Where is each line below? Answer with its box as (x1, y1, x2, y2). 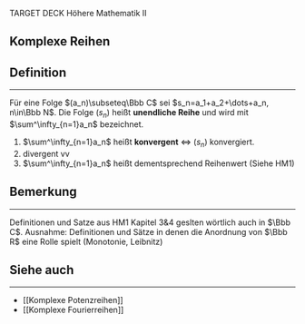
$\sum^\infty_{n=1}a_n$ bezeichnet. (9, 119, 144, 130)
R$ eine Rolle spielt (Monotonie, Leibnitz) (9, 236, 163, 247)
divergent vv (22, 148, 70, 159)
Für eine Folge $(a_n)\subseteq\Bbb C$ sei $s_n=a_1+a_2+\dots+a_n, (9, 97, 270, 108)
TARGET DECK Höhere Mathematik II (9, 8, 147, 18)
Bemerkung (9, 184, 77, 200)
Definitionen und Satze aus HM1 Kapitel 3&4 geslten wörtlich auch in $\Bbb (9, 217, 291, 228)
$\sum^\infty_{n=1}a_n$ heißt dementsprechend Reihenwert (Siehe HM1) (22, 158, 295, 169)
